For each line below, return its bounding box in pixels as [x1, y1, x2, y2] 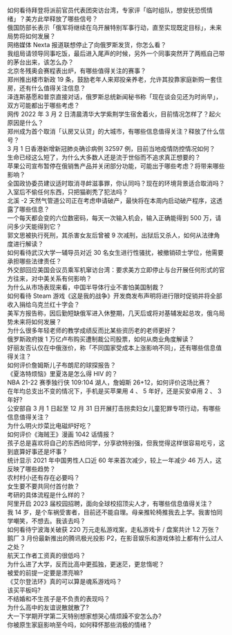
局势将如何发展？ [7, 32, 56, 40]
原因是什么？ [7, 118, 43, 127]
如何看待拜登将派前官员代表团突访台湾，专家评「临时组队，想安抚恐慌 [7, 6, 207, 14]
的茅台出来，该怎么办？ [7, 58, 74, 66]
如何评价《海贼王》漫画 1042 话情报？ [7, 430, 115, 438]
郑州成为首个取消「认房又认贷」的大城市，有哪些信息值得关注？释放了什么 [7, 127, 219, 135]
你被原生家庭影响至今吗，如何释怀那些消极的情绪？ [7, 620, 153, 629]
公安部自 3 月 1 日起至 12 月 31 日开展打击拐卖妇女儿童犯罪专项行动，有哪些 [7, 404, 221, 412]
